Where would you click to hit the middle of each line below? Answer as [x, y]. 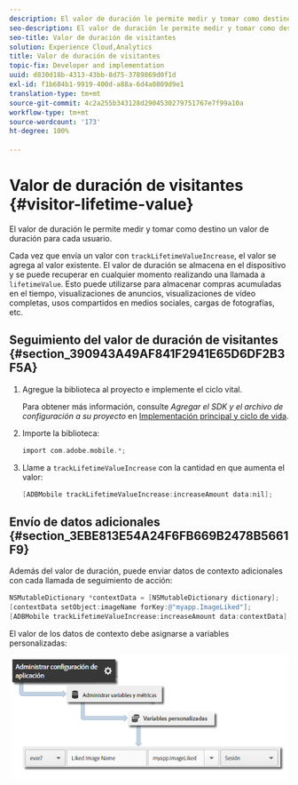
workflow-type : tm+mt [49, 112]
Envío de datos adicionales [85, 522]
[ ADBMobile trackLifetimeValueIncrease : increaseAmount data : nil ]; [147, 494]
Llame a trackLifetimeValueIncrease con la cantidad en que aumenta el [153, 467]
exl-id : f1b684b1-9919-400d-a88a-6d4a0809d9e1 [97, 84]
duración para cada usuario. [61, 238]
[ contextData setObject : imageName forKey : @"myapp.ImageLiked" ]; [130, 607]
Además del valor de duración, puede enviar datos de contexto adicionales [146, 571]
